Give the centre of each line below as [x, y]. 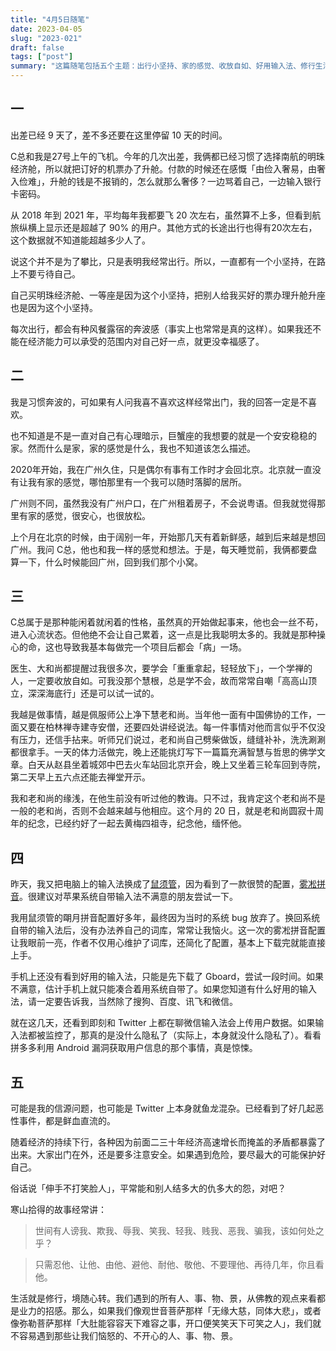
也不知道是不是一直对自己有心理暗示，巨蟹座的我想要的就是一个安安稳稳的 [163, 435]
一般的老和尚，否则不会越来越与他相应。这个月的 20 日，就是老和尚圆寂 [158, 811]
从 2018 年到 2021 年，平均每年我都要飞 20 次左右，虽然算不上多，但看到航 [166, 215]
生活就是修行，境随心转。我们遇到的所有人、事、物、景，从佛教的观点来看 [163, 1298]
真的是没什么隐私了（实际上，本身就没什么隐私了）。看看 [205, 1035]
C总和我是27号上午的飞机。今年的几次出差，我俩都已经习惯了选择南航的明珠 [167, 156]
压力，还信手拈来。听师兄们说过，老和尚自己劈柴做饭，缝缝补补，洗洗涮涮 [172, 740]
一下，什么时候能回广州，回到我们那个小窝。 [110, 562]
